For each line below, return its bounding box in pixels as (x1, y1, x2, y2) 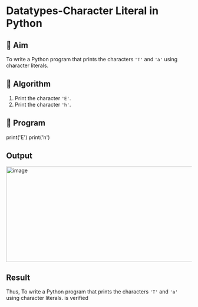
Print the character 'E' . (14, 94, 71, 101)
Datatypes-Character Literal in (6, 4, 159, 18)
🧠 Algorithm (6, 79, 51, 89)
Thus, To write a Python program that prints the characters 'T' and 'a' (6, 288, 178, 295)
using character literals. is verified (6, 295, 88, 302)
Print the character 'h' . (14, 101, 71, 108)
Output (6, 151, 32, 161)
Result (6, 272, 31, 282)
